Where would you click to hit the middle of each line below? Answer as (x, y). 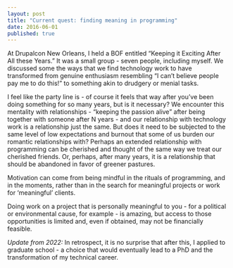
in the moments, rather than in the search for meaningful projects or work (114, 185)
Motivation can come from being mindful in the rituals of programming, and (116, 178)
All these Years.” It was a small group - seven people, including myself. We (115, 61)
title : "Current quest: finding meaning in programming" (93, 20)
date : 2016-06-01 (33, 27)
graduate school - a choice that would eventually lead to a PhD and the (110, 250)
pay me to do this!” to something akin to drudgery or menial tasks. (103, 83)
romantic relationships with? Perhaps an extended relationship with (105, 142)
